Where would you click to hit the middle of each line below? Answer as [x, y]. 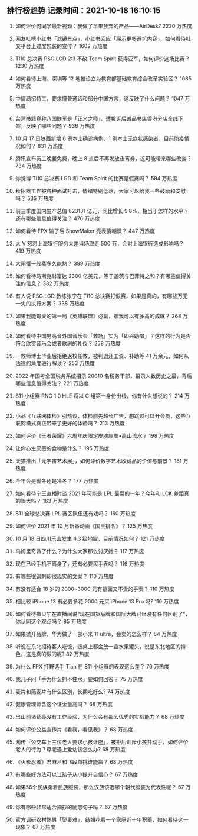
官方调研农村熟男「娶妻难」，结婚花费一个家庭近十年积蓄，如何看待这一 [102, 819]
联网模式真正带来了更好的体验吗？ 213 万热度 [70, 423]
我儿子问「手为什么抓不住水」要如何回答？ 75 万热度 [79, 679]
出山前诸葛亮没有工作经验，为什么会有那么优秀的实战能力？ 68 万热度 [100, 716]
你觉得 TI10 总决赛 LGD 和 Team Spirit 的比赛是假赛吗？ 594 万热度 [96, 178]
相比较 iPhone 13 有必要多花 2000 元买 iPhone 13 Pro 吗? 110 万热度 [97, 601]
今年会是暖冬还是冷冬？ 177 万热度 [57, 480]
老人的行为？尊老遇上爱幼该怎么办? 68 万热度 [70, 749]
